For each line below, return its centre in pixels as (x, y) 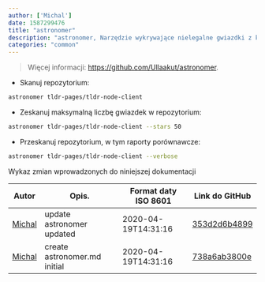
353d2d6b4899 (222, 224)
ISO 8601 (153, 201)
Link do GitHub (222, 196)
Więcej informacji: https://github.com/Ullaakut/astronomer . (123, 67)
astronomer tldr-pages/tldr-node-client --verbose (93, 156)
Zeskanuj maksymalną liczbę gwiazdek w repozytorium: (110, 112)
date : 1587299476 (37, 23)
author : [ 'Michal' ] (40, 15)
